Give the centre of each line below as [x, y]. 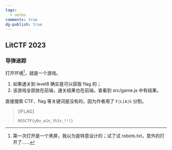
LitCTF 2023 [26, 45]
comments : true [21, 19]
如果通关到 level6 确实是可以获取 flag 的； [57, 84]
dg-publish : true [24, 24]
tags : [11, 10]
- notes [18, 15]
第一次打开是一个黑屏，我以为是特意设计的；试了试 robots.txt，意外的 [86, 136]
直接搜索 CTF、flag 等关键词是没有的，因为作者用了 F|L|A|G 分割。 [76, 101]
